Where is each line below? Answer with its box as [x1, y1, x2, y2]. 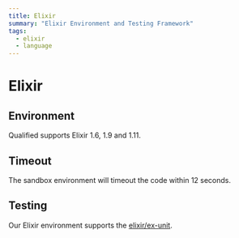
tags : [8, 27, 27, 35]
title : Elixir [8, 11, 57, 20]
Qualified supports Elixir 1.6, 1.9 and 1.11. [8, 130, 142, 140]
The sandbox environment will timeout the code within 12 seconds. [8, 175, 232, 185]
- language [15, 42, 53, 50]
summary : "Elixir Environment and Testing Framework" [8, 19, 194, 28]
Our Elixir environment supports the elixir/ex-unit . [8, 220, 173, 230]
